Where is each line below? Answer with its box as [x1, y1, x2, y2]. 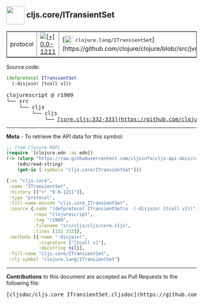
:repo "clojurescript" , [33, 212, 94, 218]
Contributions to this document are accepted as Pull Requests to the [6, 273, 178, 280]
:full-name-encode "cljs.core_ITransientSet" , [8, 200, 129, 206]
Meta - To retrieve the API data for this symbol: [6, 132, 124, 140]
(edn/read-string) [17, 161, 63, 167]
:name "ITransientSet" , [8, 183, 69, 189]
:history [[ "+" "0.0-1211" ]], [8, 189, 85, 195]
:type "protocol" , [8, 195, 56, 201]
